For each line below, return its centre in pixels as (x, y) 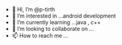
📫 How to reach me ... (40, 36)
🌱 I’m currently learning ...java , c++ (56, 22)
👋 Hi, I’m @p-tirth (34, 9)
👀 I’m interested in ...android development (64, 16)
